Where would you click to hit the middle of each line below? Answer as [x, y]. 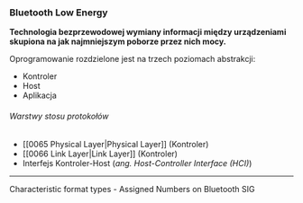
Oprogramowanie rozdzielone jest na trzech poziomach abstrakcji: [133, 59]
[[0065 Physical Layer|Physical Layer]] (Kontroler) [115, 144]
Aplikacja [39, 95]
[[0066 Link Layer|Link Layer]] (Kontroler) [100, 154]
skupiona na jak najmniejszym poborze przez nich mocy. [118, 41]
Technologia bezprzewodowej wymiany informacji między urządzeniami [148, 32]
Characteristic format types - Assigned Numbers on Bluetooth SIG [132, 189]
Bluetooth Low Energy [59, 13]
